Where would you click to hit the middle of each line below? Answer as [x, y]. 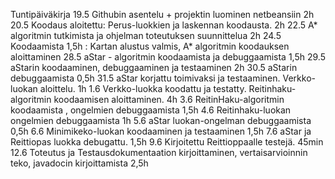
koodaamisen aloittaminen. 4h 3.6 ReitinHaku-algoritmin [169, 99]
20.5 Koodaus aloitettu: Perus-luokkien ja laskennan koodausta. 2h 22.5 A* [164, 25]
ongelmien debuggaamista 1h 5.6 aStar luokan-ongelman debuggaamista [161, 120]
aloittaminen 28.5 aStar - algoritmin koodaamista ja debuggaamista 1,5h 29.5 [168, 57]
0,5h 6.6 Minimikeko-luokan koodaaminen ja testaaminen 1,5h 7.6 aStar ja [161, 131]
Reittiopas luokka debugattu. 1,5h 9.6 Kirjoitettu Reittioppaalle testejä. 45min [167, 142]
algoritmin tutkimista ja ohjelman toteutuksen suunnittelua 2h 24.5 [146, 35]
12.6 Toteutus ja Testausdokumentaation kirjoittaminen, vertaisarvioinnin [159, 152]
